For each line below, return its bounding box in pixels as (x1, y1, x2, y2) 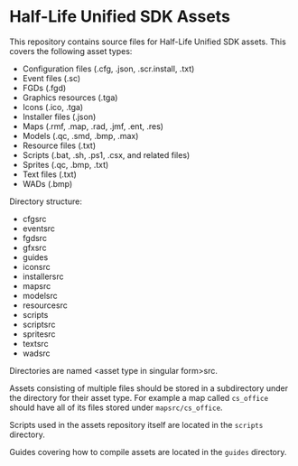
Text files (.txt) (22, 169, 77, 180)
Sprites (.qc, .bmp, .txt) (22, 159, 109, 170)
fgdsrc (22, 232, 48, 243)
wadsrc (22, 348, 51, 359)
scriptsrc (22, 319, 56, 330)
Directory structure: (9, 196, 83, 207)
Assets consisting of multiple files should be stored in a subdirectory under (9, 382, 289, 394)
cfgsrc (22, 213, 47, 224)
